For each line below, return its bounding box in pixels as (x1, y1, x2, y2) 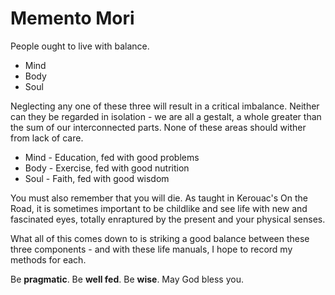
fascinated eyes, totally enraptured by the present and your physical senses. (10, 213, 326, 225)
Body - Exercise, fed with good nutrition (24, 162, 190, 174)
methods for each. (10, 253, 87, 266)
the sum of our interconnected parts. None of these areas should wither (10, 121, 307, 133)
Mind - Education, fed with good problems (24, 151, 200, 163)
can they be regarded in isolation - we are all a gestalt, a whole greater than (10, 110, 322, 122)
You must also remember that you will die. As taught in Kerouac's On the (10, 192, 308, 204)
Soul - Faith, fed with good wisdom (24, 172, 170, 184)
